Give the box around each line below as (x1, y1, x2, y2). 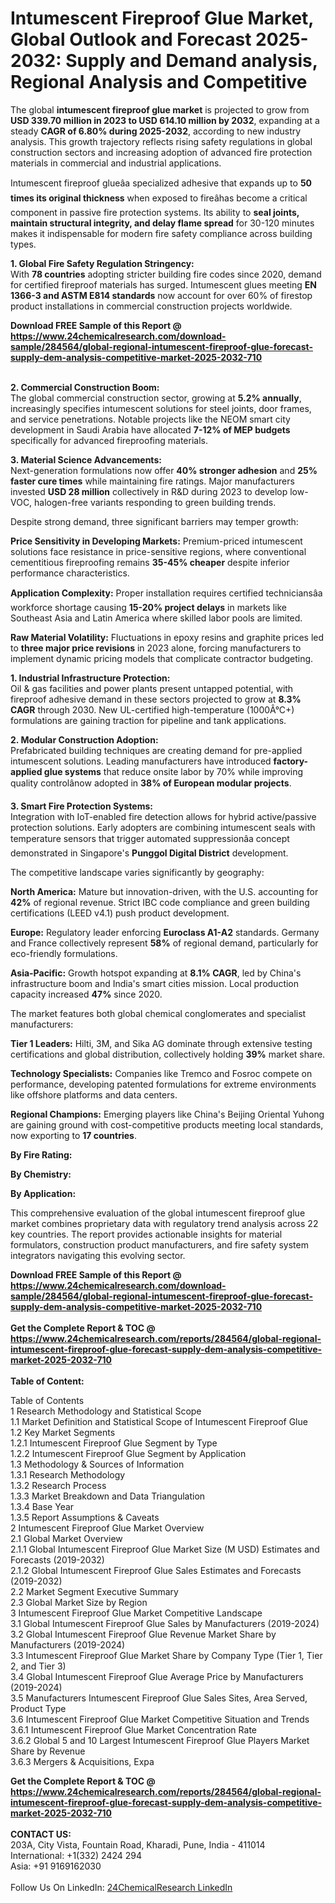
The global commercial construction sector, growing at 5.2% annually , (10, 392, 302, 404)
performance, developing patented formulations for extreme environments (10, 1078, 317, 1090)
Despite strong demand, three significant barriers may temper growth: (10, 515, 299, 527)
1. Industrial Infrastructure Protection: (10, 672, 171, 684)
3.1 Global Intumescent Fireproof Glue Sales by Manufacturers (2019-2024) (10, 1617, 320, 1629)
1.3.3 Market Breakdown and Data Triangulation (10, 1490, 206, 1502)
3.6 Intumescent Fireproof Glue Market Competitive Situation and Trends (10, 1713, 310, 1725)
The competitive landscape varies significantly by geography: (10, 866, 265, 878)
